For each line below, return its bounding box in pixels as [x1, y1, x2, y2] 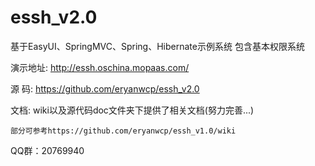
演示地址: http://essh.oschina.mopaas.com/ [10, 61, 190, 73]
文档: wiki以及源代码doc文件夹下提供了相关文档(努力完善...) [10, 104, 255, 116]
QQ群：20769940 [10, 144, 85, 156]
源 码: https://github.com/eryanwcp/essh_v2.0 [10, 82, 200, 95]
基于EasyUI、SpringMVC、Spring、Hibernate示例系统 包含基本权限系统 [10, 40, 305, 52]
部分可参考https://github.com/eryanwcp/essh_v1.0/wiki [10, 126, 237, 136]
